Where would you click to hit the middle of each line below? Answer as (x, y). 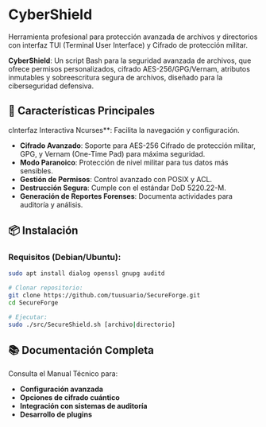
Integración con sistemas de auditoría (83, 406)
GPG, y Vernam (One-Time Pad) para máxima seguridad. (112, 153)
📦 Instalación (43, 231)
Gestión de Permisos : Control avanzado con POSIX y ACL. (116, 179)
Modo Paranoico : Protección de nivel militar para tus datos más (124, 162)
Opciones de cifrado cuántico (70, 397)
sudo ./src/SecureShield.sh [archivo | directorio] (92, 324)
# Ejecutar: (28, 317)
